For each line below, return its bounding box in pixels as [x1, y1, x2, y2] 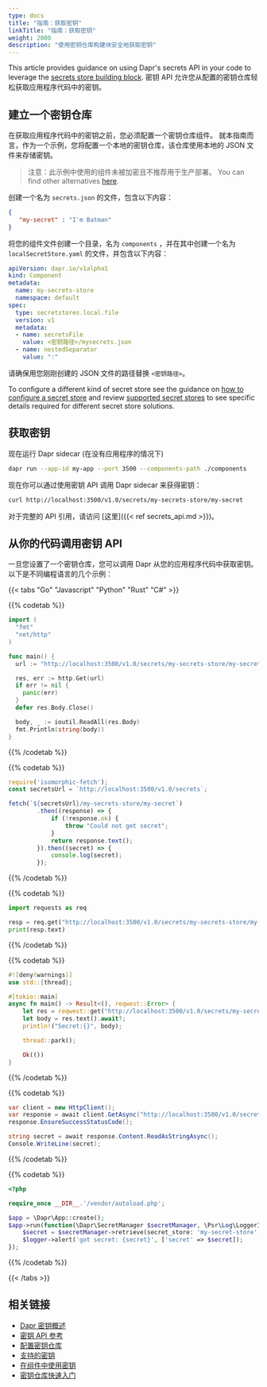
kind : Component [8, 272, 62, 280]
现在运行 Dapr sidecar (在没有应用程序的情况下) [8, 448, 164, 458]
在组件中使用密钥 [19, 1360, 76, 1370]
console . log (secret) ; [50, 851, 123, 859]
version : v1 [15, 316, 56, 324]
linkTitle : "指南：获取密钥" [8, 26, 97, 34]
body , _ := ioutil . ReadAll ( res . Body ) [15, 718, 141, 726]
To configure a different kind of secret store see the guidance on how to [8, 384, 244, 393]
